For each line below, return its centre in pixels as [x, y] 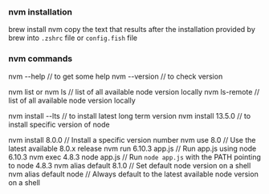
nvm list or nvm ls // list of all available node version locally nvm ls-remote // [134, 91]
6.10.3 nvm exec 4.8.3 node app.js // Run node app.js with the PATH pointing [134, 157]
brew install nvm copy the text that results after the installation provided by [132, 30]
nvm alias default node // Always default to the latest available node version [133, 174]
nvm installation [40, 12]
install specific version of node [59, 124]
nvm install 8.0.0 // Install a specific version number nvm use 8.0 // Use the [132, 139]
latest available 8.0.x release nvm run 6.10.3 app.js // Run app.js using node [132, 148]
